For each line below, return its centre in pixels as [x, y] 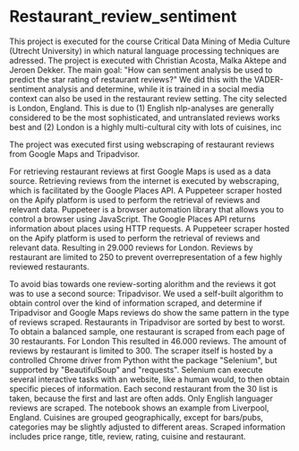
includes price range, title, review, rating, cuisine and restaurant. [128, 436]
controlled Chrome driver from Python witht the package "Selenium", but [143, 360]
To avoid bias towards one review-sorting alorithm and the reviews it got [143, 283]
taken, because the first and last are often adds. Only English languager [141, 398]
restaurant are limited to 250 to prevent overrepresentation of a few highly [146, 256]
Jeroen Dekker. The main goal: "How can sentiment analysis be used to [141, 70]
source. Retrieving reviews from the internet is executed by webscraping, [144, 180]
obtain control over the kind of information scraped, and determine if [136, 303]
